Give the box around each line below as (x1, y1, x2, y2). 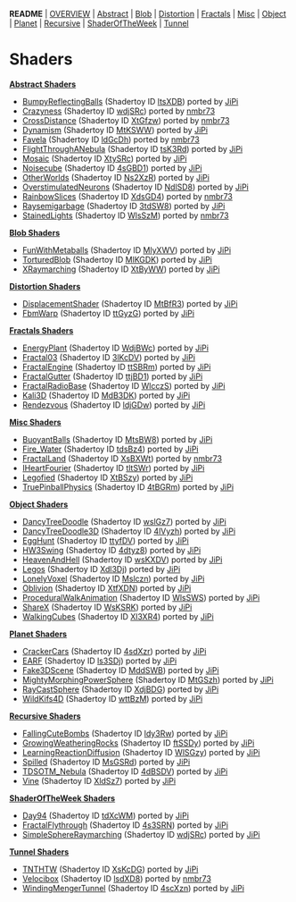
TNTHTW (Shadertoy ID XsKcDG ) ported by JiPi (21, 864, 199, 874)
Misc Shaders (9, 417, 62, 427)
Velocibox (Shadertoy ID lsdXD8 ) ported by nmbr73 (21, 872, 212, 884)
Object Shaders (9, 499, 69, 510)
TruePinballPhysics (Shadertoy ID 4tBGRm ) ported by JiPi (21, 481, 234, 492)
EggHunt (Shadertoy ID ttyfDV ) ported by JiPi (21, 535, 189, 545)
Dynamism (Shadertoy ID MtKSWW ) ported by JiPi (21, 124, 208, 135)
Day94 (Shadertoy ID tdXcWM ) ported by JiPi (21, 810, 190, 821)
